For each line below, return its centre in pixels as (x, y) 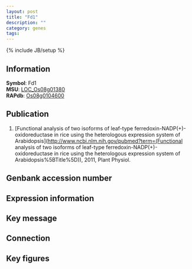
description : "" (26, 22)
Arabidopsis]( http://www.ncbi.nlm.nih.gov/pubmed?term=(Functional (99, 141)
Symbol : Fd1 (21, 83)
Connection (28, 239)
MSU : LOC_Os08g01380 (36, 89)
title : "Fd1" (22, 17)
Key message (32, 218)
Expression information (50, 198)
